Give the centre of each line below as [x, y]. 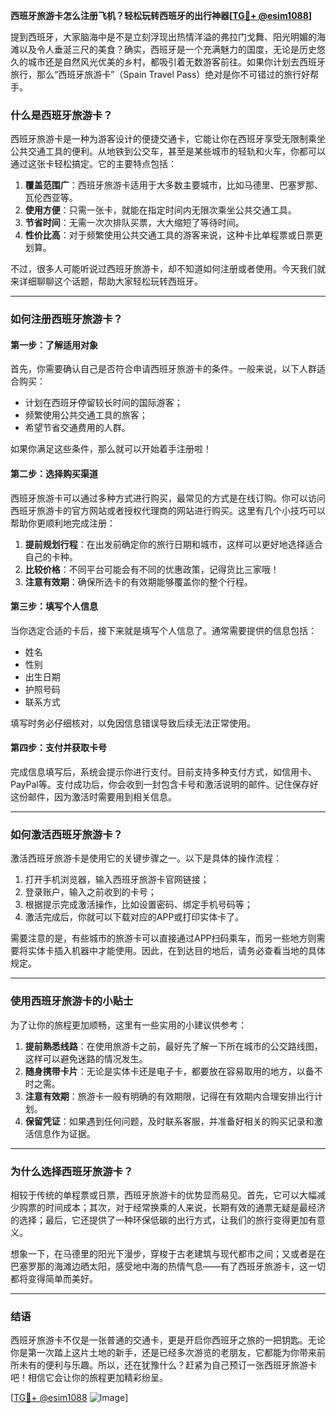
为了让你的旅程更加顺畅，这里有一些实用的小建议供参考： [128, 1025]
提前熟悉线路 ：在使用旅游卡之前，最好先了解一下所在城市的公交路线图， [173, 1046]
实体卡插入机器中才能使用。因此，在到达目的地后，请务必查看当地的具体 [176, 951]
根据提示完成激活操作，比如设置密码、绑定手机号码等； [138, 905]
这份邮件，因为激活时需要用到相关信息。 [93, 797]
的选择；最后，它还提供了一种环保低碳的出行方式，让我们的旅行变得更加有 [163, 1220]
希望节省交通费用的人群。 [77, 428]
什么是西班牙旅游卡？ [61, 115]
